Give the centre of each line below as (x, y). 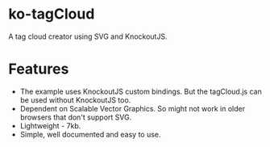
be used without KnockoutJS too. (75, 100)
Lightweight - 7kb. (50, 125)
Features (39, 69)
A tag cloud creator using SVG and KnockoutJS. (88, 36)
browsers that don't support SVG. (76, 117)
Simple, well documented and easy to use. (90, 134)
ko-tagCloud (52, 14)
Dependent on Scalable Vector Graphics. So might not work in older (133, 108)
